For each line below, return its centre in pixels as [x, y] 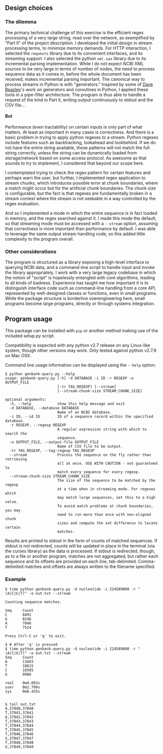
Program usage [29, 319]
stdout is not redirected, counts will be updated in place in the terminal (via [80, 546]
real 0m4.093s [23, 683]
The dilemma [21, 22]
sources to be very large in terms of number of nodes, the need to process [80, 69]
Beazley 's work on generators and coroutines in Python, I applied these [77, 89]
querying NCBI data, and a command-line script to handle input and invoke [80, 267]
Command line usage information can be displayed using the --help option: [81, 365]
